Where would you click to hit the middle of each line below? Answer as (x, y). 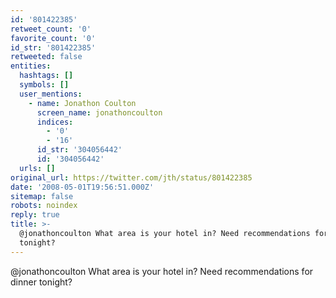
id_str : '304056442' (79, 150)
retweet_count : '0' (51, 29)
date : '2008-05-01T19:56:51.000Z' (82, 187)
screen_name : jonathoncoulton (99, 112)
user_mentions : (51, 94)
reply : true (35, 215)
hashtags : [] (46, 76)
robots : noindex (44, 206)
